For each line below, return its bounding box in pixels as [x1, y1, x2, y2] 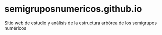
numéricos [4, 25, 27, 31]
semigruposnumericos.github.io [4, 3, 142, 15]
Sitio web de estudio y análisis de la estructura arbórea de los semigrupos [4, 20, 157, 26]
